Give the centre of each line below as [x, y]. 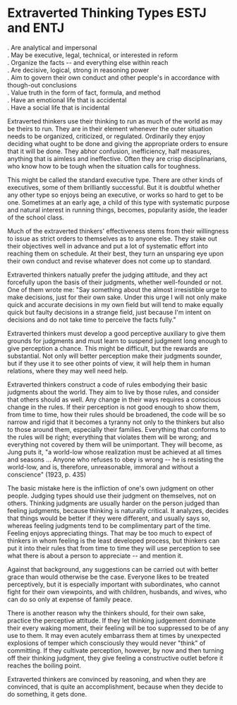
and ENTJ [36, 28]
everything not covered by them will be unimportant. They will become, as [115, 444]
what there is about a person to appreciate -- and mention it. [95, 555]
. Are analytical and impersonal [52, 47]
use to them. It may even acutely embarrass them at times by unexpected [114, 635]
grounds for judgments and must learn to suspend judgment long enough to [117, 341]
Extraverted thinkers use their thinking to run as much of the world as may [115, 121]
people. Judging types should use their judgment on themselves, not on [112, 495]
